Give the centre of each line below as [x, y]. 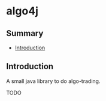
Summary [25, 33]
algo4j [22, 11]
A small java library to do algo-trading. [53, 81]
